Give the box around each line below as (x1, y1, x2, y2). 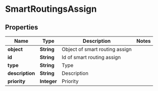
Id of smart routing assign (61, 54, 121, 61)
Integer (39, 78, 57, 85)
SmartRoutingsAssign (5, 3, 97, 15)
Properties (5, 23, 38, 31)
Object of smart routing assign (61, 46, 132, 53)
